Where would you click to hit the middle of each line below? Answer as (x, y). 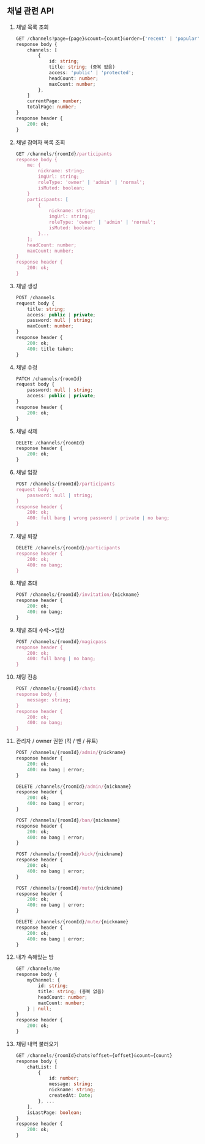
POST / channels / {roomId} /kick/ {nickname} (69, 854)
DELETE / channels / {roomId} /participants (68, 548)
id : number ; (64, 1078)
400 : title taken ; (50, 349)
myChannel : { (44, 980)
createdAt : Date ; (71, 1096)
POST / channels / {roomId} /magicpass (61, 642)
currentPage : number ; (54, 101)
